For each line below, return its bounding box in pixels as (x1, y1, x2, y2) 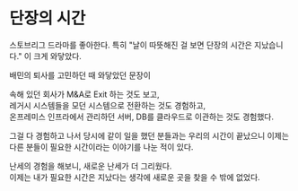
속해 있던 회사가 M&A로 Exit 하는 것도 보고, (9, 89, 160, 100)
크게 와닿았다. (33, 50, 83, 61)
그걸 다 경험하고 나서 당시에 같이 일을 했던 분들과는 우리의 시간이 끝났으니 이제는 (9, 130, 290, 141)
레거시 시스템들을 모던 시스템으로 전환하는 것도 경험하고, (9, 100, 206, 110)
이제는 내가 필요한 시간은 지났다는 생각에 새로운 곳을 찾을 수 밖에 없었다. (9, 171, 260, 182)
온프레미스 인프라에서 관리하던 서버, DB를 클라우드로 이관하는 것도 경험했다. (9, 111, 274, 122)
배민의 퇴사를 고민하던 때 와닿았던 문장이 (9, 69, 151, 81)
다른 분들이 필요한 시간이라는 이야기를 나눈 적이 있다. (9, 141, 194, 152)
